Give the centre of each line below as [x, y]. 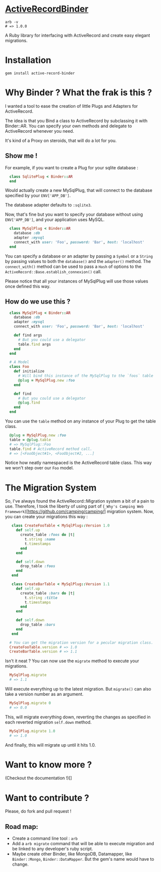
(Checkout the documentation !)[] [38, 778]
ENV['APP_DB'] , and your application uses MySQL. [55, 220]
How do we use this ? [38, 302]
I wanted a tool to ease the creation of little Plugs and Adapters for [72, 106]
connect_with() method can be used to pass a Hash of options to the [73, 266]
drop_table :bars [38, 625]
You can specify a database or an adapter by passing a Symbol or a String [79, 256]
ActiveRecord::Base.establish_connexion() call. [54, 271]
